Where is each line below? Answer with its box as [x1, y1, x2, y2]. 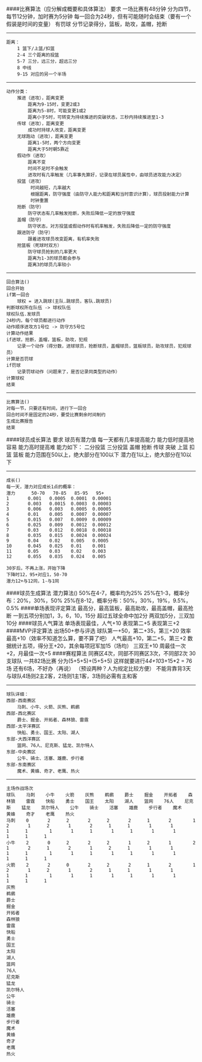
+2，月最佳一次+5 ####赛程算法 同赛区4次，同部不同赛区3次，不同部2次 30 [6, 650, 196, 657]
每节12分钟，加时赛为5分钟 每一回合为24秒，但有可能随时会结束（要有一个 [6, 13, 191, 20]
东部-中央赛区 [6, 749, 36, 755]
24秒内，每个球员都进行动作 [6, 317, 66, 323]
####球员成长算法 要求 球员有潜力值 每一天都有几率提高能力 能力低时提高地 [6, 436, 194, 443]
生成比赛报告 [6, 418, 34, 424]
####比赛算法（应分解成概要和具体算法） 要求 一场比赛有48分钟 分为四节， [6, 5, 194, 12]
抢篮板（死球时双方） [17, 243, 62, 249]
